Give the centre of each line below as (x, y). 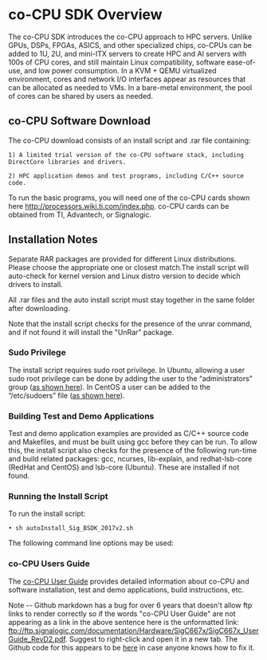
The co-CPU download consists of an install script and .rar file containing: (130, 140)
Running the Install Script (59, 497)
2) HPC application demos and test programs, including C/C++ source (126, 176)
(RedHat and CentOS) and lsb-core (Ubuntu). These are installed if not (124, 467)
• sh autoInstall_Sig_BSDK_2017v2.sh (71, 528)
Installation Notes (53, 240)
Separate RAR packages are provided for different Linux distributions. (122, 259)
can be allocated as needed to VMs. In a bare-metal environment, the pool (130, 87)
